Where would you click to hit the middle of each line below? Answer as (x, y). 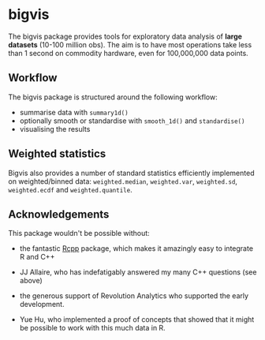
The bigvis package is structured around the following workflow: (113, 97)
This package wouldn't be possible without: (79, 234)
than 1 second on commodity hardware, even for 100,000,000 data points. (128, 53)
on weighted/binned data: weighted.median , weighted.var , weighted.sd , (123, 181)
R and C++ (37, 257)
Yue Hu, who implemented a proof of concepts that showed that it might (137, 319)
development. (42, 305)
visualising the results (55, 129)
